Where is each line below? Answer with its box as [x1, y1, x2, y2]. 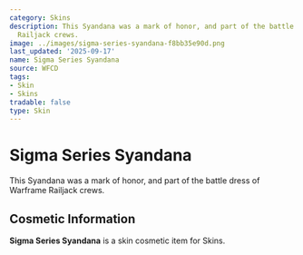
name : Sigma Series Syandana [9, 55, 120, 64]
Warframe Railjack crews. [9, 185, 105, 196]
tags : [9, 73, 30, 82]
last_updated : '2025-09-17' [9, 47, 116, 56]
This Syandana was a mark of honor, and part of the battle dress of [9, 175, 260, 186]
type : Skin [9, 106, 51, 115]
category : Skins [9, 13, 71, 23]
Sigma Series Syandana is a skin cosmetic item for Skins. [9, 235, 226, 246]
